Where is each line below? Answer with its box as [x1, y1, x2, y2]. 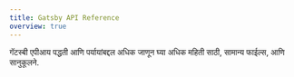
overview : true [9, 22, 67, 31]
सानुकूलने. [9, 56, 40, 68]
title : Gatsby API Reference [9, 13, 120, 23]
